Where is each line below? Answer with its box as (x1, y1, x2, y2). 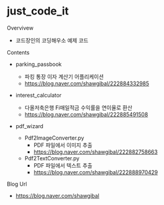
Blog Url (7, 180, 27, 187)
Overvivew (7, 24, 34, 31)
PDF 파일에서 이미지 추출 (33, 141, 93, 149)
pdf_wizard (15, 122, 44, 129)
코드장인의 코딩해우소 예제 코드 (15, 36, 89, 44)
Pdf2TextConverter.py (24, 154, 80, 161)
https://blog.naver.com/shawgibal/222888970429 (33, 168, 159, 176)
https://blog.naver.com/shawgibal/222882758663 (33, 148, 158, 155)
